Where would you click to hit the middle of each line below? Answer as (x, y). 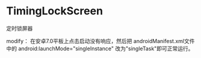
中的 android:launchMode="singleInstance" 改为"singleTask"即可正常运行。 (100, 48)
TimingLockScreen (55, 11)
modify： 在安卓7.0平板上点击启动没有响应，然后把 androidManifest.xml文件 (100, 41)
